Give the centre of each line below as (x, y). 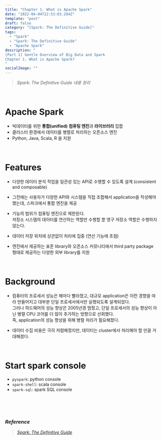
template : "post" (23, 18)
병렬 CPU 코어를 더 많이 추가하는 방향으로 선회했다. (66, 314)
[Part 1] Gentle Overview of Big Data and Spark (55, 55)
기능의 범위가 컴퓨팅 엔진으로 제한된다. (48, 213)
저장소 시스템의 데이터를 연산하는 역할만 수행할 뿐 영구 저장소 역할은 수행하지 (85, 220)
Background (30, 282)
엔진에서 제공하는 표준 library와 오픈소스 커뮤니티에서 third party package (83, 246)
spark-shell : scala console (39, 384)
